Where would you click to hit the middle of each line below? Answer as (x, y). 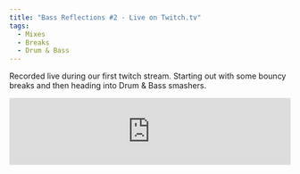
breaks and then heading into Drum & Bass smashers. (108, 86)
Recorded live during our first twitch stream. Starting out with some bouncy (148, 76)
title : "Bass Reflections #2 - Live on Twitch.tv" (105, 17)
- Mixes (32, 34)
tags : (19, 26)
